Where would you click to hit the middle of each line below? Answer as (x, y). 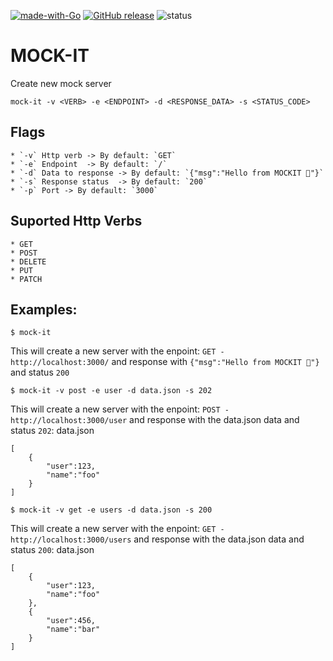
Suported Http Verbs (76, 221)
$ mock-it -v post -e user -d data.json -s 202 (111, 391)
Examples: (44, 309)
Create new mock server (61, 83)
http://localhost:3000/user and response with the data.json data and (155, 420)
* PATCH (26, 279)
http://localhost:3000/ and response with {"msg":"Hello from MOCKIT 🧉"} (165, 362)
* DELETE (28, 261)
